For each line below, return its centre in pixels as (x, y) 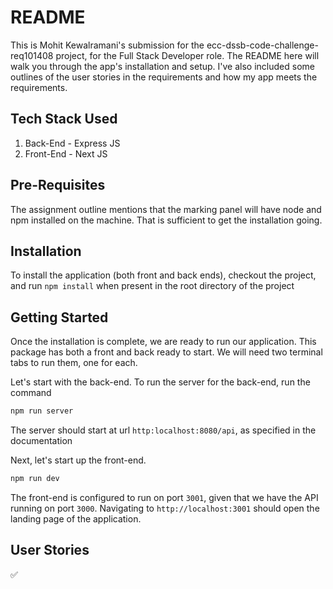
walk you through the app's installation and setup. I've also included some (162, 66)
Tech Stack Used (64, 119)
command (31, 393)
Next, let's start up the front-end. (78, 460)
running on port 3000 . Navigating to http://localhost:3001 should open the (165, 508)
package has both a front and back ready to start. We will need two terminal (166, 352)
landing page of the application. (76, 518)
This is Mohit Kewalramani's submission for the (107, 45)
